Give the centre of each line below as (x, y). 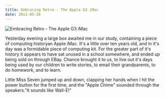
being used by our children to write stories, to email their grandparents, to (81, 65)
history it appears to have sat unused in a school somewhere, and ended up (82, 54)
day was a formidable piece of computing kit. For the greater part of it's (78, 49)
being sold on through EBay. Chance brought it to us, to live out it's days (79, 59)
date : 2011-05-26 (23, 14)
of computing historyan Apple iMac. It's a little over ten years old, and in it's (82, 43)
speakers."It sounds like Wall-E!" (38, 90)
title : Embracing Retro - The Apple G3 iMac (52, 10)
